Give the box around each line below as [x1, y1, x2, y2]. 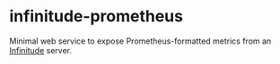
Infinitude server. [9, 44, 73, 55]
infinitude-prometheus [9, 6, 184, 27]
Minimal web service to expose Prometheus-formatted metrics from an [9, 36, 272, 46]
